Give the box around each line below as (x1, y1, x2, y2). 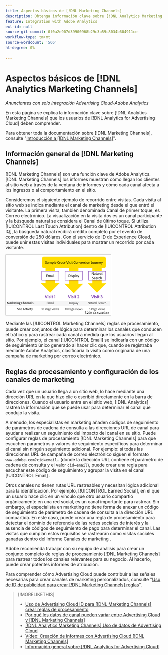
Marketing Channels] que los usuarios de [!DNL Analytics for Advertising (5, 115, 155, 121)
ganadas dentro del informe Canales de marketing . (5, 536, 111, 542)
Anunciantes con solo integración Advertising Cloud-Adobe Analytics (5, 100, 149, 106)
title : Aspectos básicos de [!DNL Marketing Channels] (5, 8, 122, 13)
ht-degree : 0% (5, 45, 35, 50)
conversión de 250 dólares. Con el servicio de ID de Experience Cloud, (5, 234, 152, 240)
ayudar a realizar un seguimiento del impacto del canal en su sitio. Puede (5, 430, 156, 436)
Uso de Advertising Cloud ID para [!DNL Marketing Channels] (25, 601, 152, 607)
